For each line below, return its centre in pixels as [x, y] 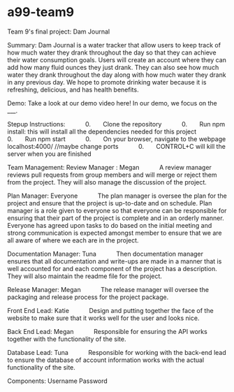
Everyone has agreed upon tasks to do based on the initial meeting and [110, 225]
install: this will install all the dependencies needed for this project [102, 131]
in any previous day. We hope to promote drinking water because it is [107, 82]
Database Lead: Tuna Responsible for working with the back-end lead [117, 352]
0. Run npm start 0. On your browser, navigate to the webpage [117, 139]
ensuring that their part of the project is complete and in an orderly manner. [116, 218]
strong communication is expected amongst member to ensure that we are [115, 233]
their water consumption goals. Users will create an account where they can [117, 59]
